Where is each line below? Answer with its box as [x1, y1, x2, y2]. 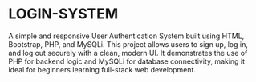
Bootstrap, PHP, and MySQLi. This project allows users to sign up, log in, [8, 39, 249, 49]
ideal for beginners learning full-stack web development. [8, 64, 197, 74]
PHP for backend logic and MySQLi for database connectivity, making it [8, 57, 246, 66]
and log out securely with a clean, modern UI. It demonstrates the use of [8, 48, 248, 57]
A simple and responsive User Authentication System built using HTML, [8, 31, 245, 41]
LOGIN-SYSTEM [8, 5, 119, 23]
